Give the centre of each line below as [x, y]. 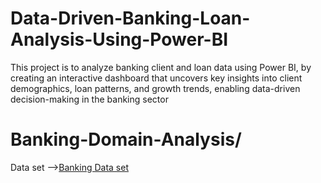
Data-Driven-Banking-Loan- [130, 18]
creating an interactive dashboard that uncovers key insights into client [156, 78]
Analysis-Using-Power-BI [119, 39]
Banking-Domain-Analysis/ [126, 139]
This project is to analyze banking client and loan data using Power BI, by [161, 67]
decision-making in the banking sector [89, 99]
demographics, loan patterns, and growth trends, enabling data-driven [155, 88]
